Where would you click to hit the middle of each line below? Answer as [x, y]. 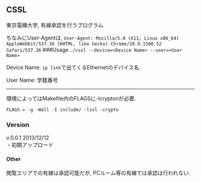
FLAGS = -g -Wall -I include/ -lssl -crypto [63, 110]
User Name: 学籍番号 [32, 80]
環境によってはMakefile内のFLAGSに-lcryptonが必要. [71, 98]
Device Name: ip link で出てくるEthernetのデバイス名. [74, 67]
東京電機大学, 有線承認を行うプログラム [55, 25]
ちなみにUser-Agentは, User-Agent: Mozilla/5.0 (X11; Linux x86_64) [93, 38]
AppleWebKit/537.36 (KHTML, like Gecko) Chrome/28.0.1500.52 [84, 44]
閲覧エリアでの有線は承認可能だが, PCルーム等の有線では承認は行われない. [98, 173]
